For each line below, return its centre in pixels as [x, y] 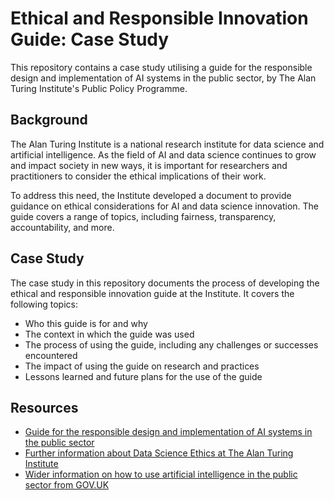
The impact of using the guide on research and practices [142, 366]
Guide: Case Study [90, 39]
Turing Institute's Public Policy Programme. [99, 88]
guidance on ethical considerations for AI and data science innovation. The [165, 206]
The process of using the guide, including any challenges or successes [171, 344]
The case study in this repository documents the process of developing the [165, 283]
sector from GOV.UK [67, 485]
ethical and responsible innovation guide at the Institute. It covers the [152, 293]
